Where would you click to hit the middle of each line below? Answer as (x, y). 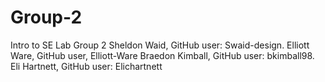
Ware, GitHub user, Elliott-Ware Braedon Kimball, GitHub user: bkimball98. (162, 55)
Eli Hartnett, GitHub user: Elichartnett (86, 66)
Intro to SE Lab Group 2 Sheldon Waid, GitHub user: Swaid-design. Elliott (160, 45)
